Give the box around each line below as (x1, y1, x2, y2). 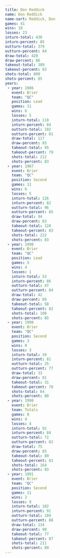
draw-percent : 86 (5, 58, 40, 63)
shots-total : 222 (11, 232, 47, 237)
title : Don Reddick (5, 7, 45, 12)
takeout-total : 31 (11, 379, 49, 385)
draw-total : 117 (11, 136, 45, 141)
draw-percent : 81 (11, 375, 47, 380)
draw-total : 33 (11, 371, 42, 375)
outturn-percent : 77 (11, 366, 54, 371)
